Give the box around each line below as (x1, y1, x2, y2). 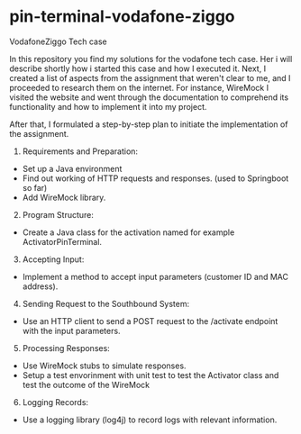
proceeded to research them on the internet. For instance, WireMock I (9, 82, 269, 93)
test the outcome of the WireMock (22, 379, 150, 390)
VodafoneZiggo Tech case (9, 36, 107, 47)
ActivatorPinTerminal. (22, 236, 102, 247)
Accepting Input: (22, 254, 85, 265)
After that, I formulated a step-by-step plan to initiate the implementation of (9, 119, 288, 130)
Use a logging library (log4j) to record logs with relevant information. (22, 414, 278, 425)
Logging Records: (22, 396, 88, 407)
